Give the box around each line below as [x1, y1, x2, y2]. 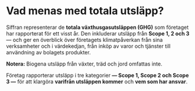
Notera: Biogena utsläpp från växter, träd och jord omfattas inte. [6, 60, 162, 67]
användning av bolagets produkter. [6, 48, 91, 56]
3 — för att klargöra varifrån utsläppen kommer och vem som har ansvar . [6, 78, 188, 85]
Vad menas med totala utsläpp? [6, 4, 164, 18]
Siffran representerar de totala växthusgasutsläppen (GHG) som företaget [6, 24, 189, 31]
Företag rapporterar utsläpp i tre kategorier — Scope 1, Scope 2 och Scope [6, 71, 189, 79]
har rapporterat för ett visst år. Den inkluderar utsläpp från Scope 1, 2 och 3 [6, 30, 190, 37]
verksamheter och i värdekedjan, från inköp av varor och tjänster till [6, 43, 171, 50]
